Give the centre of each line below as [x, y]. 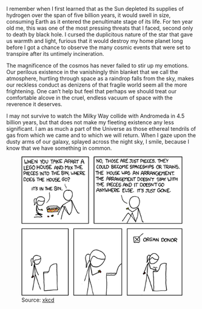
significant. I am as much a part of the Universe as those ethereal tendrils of [101, 129]
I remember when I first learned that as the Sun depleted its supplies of [95, 9]
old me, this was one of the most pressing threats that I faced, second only [100, 28]
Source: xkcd [38, 300]
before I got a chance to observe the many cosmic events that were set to [99, 47]
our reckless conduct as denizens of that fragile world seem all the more [97, 85]
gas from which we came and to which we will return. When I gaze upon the [101, 135]
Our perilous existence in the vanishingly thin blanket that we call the [92, 72]
